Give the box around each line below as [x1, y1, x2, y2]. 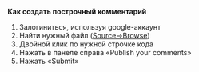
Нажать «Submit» [18, 56, 79, 66]
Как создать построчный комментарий [7, 7, 147, 16]
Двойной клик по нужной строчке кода [18, 39, 153, 49]
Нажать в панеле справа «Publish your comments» [18, 48, 192, 57]
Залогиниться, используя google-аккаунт [18, 22, 161, 31]
